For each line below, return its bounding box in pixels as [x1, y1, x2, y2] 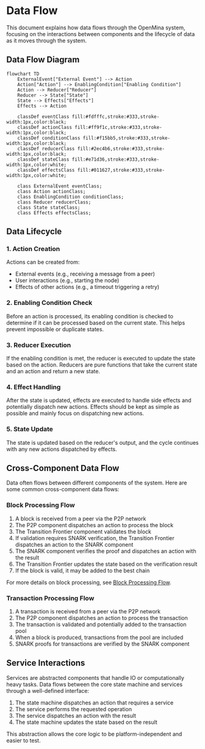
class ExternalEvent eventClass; [17, 183, 103, 189]
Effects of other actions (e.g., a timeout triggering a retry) [15, 283, 160, 291]
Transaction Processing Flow [6, 594, 95, 602]
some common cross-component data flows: [6, 486, 120, 493]
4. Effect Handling [6, 382, 61, 391]
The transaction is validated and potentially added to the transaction [15, 621, 187, 628]
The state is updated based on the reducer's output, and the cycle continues [6, 439, 199, 446]
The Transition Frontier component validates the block [15, 528, 151, 535]
